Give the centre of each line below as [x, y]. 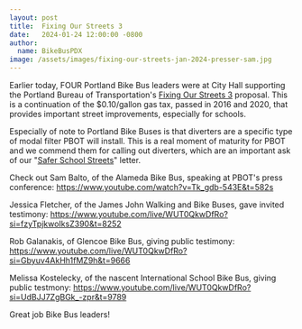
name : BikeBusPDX [50, 51]
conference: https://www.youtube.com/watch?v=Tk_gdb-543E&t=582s [142, 187]
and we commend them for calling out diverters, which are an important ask [150, 151]
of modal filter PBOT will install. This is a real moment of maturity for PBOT [147, 141]
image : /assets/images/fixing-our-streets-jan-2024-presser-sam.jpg [141, 59]
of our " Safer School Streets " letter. [75, 160]
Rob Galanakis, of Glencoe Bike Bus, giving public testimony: [122, 241]
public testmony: [41, 288]
